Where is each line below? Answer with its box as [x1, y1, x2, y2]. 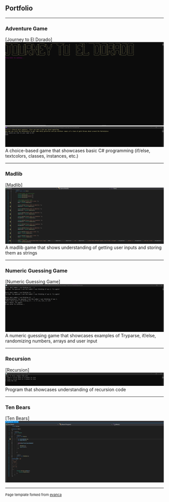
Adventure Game [5, 25, 48, 32]
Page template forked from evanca [5, 492, 62, 497]
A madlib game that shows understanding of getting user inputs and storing [5, 244, 162, 250]
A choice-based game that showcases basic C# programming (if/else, [5, 147, 151, 154]
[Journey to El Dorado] [5, 36, 53, 42]
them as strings [5, 249, 38, 256]
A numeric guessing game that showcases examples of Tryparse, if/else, [5, 333, 156, 339]
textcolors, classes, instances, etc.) [5, 153, 79, 159]
